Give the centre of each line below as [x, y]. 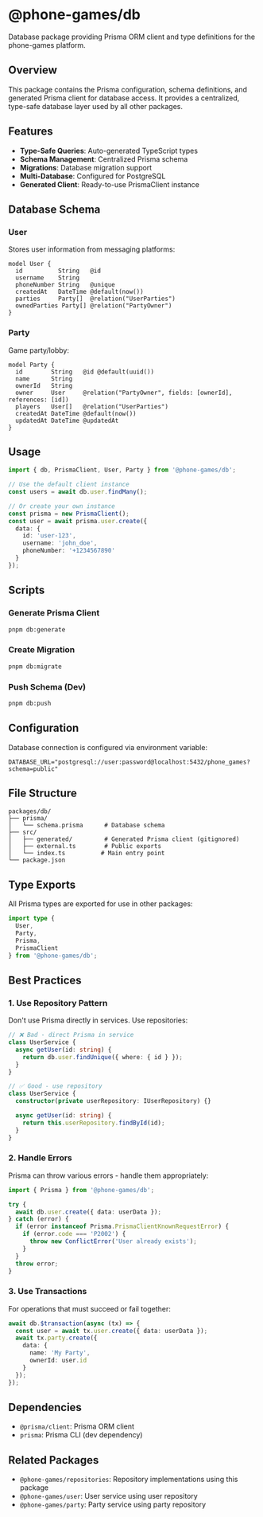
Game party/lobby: [39, 350]
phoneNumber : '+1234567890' [69, 551]
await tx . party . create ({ [56, 1338]
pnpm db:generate [37, 629]
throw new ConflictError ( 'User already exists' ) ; [113, 1241]
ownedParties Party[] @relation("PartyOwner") [94, 306]
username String [48, 278]
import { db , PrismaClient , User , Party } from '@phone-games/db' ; [122, 470]
